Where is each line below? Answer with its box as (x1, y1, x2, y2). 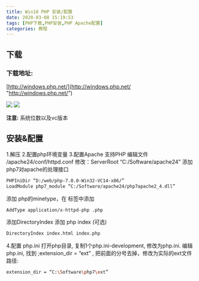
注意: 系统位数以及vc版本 (6, 114, 68, 121)
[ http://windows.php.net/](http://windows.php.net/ (6, 82, 131, 90)
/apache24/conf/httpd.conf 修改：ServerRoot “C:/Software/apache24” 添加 (6, 158, 193, 165)
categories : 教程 (6, 25, 48, 32)
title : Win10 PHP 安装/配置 (6, 8, 73, 15)
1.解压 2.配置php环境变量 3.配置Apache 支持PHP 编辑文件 (6, 150, 149, 158)
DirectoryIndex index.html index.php (6, 230, 101, 236)
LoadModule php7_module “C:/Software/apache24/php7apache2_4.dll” (6, 183, 176, 190)
